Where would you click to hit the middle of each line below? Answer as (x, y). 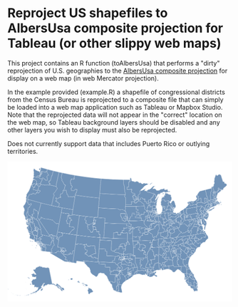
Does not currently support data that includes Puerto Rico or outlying (109, 143)
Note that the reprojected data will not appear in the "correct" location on (115, 115)
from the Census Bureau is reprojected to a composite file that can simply (115, 99)
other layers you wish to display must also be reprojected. (92, 130)
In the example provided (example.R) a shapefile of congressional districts (117, 92)
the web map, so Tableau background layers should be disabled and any (114, 122)
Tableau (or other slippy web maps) (114, 43)
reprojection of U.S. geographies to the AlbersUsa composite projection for (118, 71)
